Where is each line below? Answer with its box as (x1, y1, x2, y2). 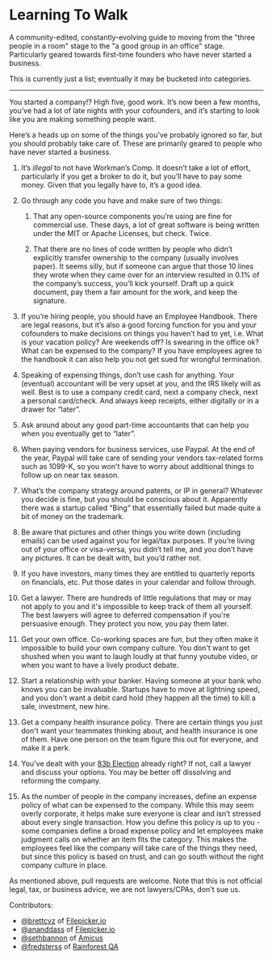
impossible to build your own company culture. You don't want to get (20, 643, 251, 653)
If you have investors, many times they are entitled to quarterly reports (20, 568, 255, 578)
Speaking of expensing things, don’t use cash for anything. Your (20, 370, 235, 379)
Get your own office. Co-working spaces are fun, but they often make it (20, 634, 259, 644)
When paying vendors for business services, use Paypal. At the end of (20, 444, 255, 454)
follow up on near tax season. (20, 470, 120, 479)
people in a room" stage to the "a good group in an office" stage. (9, 40, 225, 50)
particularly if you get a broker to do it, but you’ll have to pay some (20, 171, 243, 181)
